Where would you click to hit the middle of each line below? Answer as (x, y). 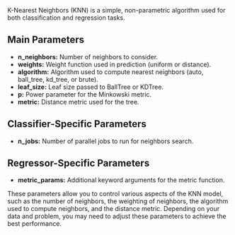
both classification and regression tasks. (66, 18)
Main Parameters (46, 40)
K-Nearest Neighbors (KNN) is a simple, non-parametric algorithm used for (116, 10)
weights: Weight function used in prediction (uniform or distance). (114, 64)
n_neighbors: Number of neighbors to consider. (87, 56)
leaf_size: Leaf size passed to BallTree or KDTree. (91, 87)
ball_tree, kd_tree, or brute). (58, 79)
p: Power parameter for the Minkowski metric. (85, 94)
